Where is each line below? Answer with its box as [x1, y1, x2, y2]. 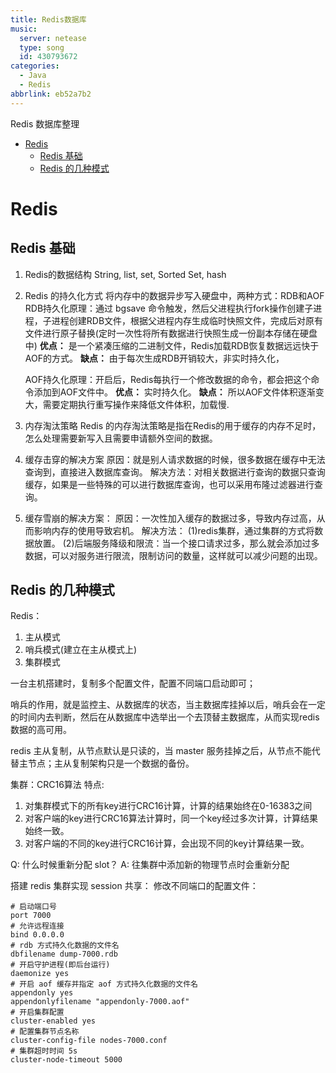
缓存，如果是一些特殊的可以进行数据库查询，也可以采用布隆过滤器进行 [24, 478, 315, 490]
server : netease [19, 33, 87, 43]
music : [10, 24, 38, 34]
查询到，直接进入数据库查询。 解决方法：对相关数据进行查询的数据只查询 [24, 466, 326, 478]
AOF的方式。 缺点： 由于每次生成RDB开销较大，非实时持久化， [24, 352, 285, 364]
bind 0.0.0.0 [10, 930, 65, 940]
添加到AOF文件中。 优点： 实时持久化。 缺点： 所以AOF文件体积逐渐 [33, 386, 316, 398]
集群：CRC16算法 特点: [10, 779, 105, 791]
